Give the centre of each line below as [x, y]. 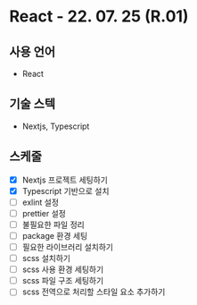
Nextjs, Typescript [56, 126]
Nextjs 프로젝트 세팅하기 [65, 180]
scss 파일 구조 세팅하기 [63, 281]
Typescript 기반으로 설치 [66, 191]
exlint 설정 [41, 202]
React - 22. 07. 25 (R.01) [99, 17]
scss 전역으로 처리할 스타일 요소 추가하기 [94, 292]
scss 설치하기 [46, 258]
